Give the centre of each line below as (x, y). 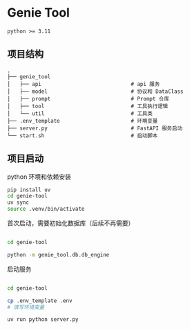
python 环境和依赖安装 (39, 176)
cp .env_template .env (40, 301)
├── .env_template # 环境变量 (83, 121)
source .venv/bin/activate (46, 209)
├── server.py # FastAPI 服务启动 (95, 128)
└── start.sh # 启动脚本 (83, 136)
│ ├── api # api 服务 (84, 84)
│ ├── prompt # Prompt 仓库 (88, 98)
